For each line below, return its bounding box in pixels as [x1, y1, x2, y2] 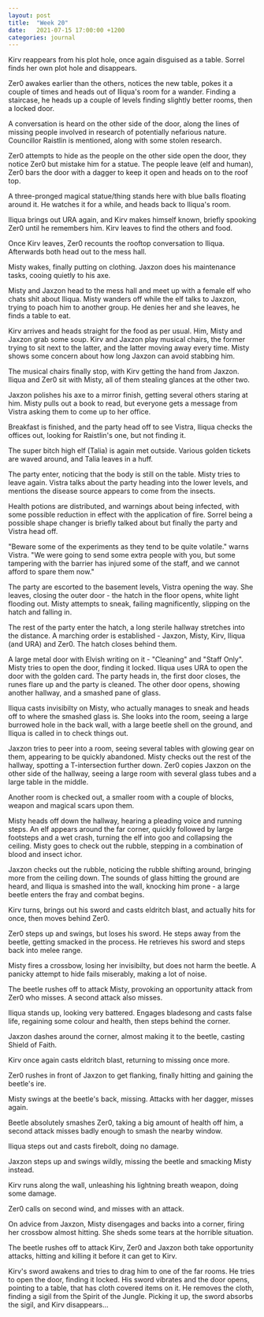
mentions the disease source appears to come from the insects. [8, 486, 215, 496]
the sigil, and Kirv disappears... [8, 1300, 109, 1310]
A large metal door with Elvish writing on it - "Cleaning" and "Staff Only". [8, 655, 244, 664]
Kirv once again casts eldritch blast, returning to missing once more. [8, 1055, 230, 1065]
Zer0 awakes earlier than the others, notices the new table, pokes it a [8, 79, 233, 88]
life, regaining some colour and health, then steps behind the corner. [8, 1017, 231, 1026]
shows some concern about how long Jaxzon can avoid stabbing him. [8, 351, 235, 361]
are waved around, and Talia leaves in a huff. [8, 454, 154, 464]
